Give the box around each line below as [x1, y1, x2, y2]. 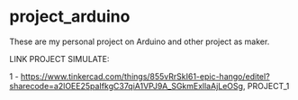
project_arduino [9, 6, 131, 27]
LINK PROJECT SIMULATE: [9, 53, 110, 64]
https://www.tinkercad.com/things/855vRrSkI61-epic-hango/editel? [21, 70, 270, 82]
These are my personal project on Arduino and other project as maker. [9, 36, 270, 47]
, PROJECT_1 [242, 80, 290, 91]
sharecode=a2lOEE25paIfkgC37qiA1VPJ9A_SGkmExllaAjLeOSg [9, 80, 244, 91]
